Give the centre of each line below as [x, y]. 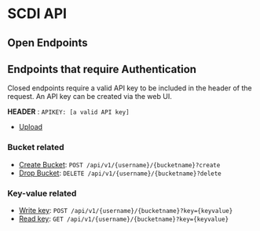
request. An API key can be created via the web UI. [90, 97]
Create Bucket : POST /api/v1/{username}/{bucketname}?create [119, 164]
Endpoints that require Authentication [102, 69]
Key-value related [42, 193]
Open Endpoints [48, 43]
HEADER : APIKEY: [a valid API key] [69, 112]
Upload [31, 127]
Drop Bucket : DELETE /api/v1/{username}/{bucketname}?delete [120, 173]
